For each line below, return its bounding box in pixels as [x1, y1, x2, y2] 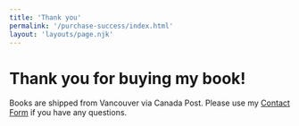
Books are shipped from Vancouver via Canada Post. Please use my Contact [9, 97, 290, 108]
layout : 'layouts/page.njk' [9, 29, 114, 38]
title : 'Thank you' [9, 13, 82, 22]
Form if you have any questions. [9, 107, 128, 118]
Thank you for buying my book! [9, 68, 246, 88]
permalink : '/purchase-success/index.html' [9, 21, 174, 30]
